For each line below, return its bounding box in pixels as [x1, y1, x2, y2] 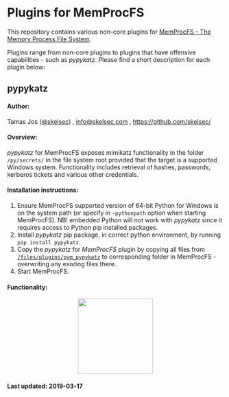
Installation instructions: [7, 186, 79, 194]
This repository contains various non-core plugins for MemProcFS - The [7, 28, 211, 36]
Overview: [7, 133, 38, 142]
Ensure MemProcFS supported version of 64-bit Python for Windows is [16, 201, 219, 209]
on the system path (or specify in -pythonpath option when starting [16, 208, 206, 217]
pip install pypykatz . [16, 237, 81, 246]
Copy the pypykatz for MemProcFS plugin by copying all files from [16, 245, 206, 253]
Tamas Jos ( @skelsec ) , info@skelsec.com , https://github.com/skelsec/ [7, 117, 211, 125]
